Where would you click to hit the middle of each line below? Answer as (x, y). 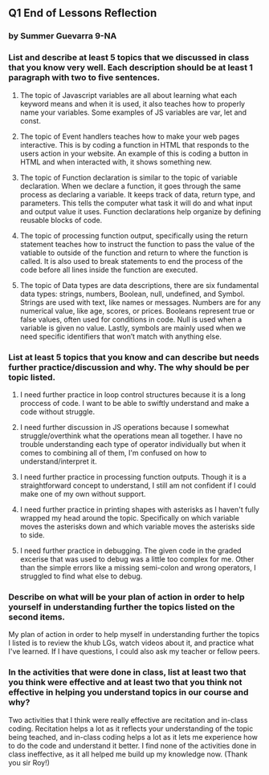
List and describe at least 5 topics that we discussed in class (129, 58)
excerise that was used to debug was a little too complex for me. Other (137, 559)
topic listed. (32, 377)
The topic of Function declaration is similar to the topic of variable (129, 177)
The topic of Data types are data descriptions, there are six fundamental (139, 285)
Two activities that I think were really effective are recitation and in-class (128, 720)
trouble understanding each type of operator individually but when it (133, 444)
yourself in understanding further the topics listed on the (122, 607)
